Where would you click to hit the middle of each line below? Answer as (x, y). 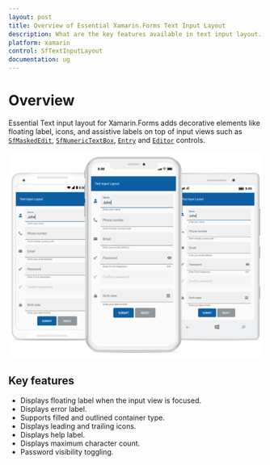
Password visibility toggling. (67, 451)
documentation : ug (39, 60)
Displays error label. (53, 408)
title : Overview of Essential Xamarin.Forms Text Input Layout (117, 25)
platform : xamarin (39, 43)
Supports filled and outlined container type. (93, 417)
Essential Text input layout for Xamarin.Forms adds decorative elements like (135, 123)
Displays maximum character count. (80, 443)
